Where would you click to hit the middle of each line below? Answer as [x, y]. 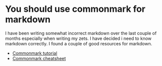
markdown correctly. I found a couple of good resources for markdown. [79, 43]
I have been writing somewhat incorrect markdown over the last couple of [81, 33]
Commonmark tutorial [35, 53]
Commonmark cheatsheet [39, 58]
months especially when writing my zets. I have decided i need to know [79, 38]
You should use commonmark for [75, 9]
